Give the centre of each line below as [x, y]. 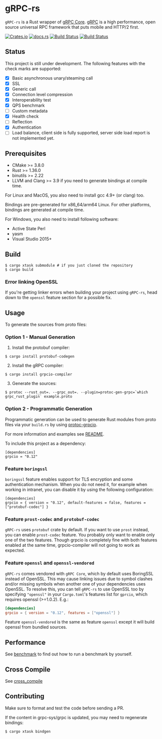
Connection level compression [42, 94]
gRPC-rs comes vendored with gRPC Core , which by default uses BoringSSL [79, 573]
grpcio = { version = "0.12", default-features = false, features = [75, 503]
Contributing [25, 697]
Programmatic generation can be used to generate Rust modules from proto [81, 419]
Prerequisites [26, 153]
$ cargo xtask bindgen [28, 731]
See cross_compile [24, 681]
